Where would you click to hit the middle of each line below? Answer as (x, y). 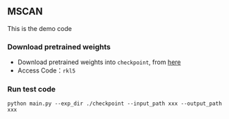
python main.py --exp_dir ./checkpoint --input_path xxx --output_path (114, 104)
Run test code (32, 89)
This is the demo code (40, 28)
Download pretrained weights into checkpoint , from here (99, 62)
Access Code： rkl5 (47, 70)
